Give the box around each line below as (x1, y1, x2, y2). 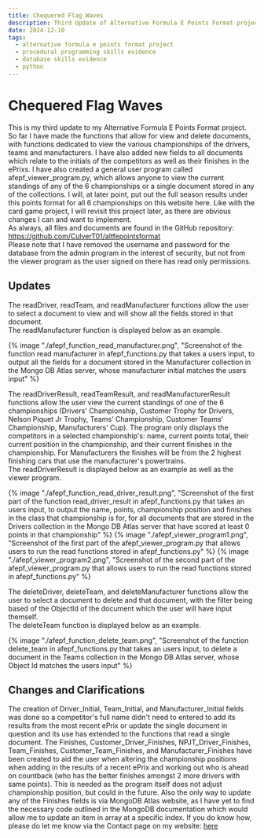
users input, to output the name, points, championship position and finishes (8, 504, 252, 514)
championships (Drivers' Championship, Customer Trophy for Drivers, (8, 406, 234, 415)
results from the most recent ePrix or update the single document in (8, 721, 228, 730)
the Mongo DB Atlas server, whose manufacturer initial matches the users (8, 365, 247, 375)
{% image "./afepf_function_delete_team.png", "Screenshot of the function (8, 635, 249, 645)
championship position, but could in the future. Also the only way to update (8, 788, 251, 797)
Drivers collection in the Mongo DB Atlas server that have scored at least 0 (8, 521, 250, 531)
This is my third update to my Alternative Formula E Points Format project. (8, 123, 247, 132)
